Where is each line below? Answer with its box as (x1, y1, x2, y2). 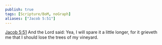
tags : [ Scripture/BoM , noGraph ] (5, 12, 71, 16)
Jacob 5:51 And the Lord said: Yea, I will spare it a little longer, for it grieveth (5, 30, 158, 35)
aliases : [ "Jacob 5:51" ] (5, 16, 56, 21)
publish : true (5, 7, 34, 12)
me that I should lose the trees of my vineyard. (5, 34, 99, 40)
